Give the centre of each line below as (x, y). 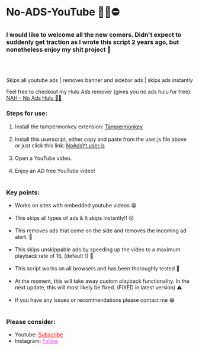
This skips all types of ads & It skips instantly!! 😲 (74, 218)
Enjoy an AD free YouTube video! (55, 171)
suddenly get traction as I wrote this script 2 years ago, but (93, 42)
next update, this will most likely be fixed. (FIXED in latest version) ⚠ (98, 288)
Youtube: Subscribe (39, 335)
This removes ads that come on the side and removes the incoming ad (100, 231)
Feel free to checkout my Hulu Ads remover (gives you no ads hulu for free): (99, 92)
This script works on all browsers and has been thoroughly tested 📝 (97, 269)
